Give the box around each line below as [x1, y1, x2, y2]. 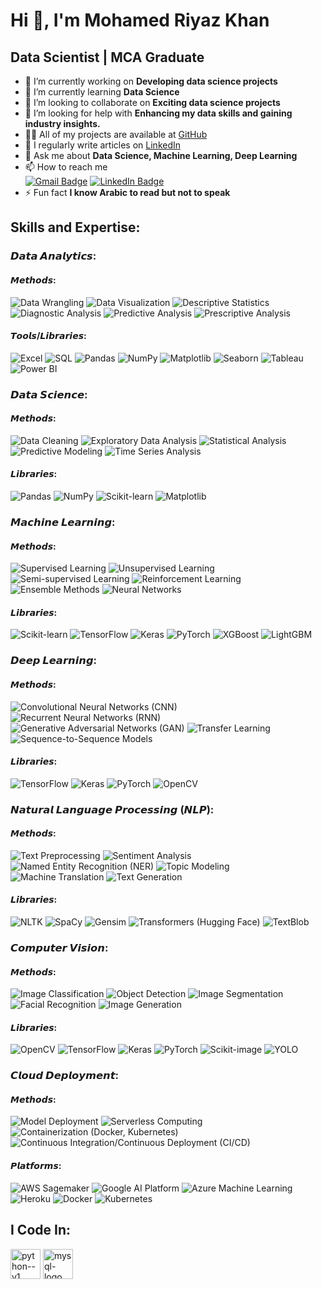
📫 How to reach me [24, 161, 108, 173]
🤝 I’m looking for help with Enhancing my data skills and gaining [24, 107, 293, 119]
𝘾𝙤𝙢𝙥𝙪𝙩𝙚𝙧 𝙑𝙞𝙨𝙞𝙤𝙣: [10, 940, 109, 954]
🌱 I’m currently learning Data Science [24, 86, 180, 98]
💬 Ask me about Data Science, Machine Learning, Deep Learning [24, 150, 298, 161]
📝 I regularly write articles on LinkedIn [24, 139, 182, 151]
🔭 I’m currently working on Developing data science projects [24, 75, 278, 87]
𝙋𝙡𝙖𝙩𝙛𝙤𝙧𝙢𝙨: [10, 1160, 62, 1172]
